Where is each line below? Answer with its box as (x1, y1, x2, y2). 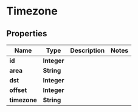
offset (9, 86, 27, 94)
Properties (6, 28, 47, 39)
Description (70, 47, 105, 54)
